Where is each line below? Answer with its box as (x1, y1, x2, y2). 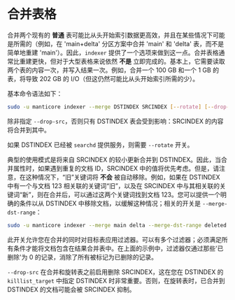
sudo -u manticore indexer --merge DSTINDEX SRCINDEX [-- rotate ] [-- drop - (7, 103, 230, 110)
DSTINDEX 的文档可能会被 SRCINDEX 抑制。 (7, 285, 136, 294)
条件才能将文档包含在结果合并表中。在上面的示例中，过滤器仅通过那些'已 (13, 244, 224, 252)
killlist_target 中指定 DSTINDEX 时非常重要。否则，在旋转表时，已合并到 (7, 276, 225, 285)
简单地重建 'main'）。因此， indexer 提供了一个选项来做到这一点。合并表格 (7, 48, 219, 57)
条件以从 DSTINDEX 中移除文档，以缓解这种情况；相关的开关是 (19, 199, 201, 207)
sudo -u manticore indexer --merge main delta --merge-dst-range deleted (7, 222, 227, 229)
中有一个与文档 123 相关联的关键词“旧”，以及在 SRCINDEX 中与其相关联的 (7, 181, 220, 190)
